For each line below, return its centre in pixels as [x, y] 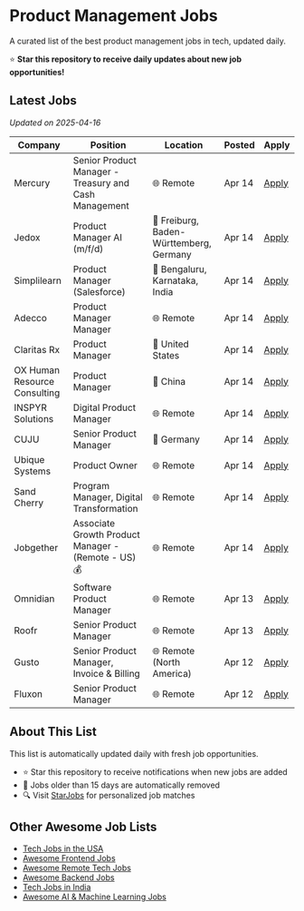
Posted [239, 144]
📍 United [171, 344]
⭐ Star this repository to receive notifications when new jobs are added [155, 771]
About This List [53, 732]
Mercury [32, 182]
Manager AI [98, 237]
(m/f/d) [88, 249]
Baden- [169, 231]
